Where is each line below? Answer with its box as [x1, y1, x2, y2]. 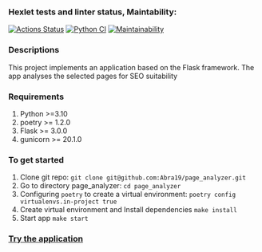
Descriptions [8, 45, 60, 56]
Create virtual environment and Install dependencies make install [19, 205, 237, 215]
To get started [8, 154, 65, 165]
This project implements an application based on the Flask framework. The [8, 62, 255, 72]
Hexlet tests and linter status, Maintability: [8, 6, 177, 18]
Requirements [8, 91, 65, 102]
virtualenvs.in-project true [19, 198, 117, 206]
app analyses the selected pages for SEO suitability [8, 71, 178, 81]
